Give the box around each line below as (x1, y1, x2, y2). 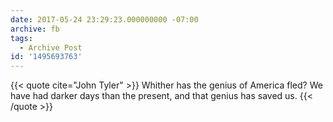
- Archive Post (19, 42, 83, 53)
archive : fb (10, 24, 60, 34)
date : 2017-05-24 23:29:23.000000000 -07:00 (10, 14, 199, 25)
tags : (10, 33, 33, 43)
